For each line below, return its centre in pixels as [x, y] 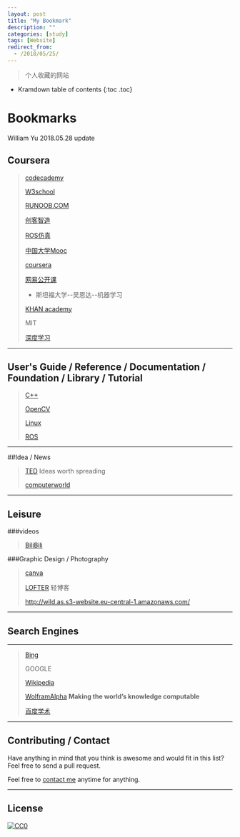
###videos [23, 531]
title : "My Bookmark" [40, 21]
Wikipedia [40, 683]
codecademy [44, 177]
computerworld [47, 485]
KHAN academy [49, 309]
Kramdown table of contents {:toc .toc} [75, 89]
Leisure [24, 514]
